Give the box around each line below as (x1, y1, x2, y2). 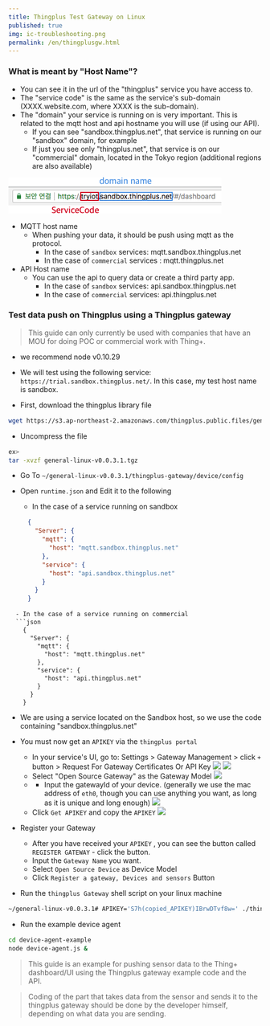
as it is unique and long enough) (43, 798, 151, 807)
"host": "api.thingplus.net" (43, 675, 142, 683)
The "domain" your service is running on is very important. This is (19, 109, 239, 120)
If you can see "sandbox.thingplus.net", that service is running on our (31, 127, 262, 137)
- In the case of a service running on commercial (15, 611, 189, 619)
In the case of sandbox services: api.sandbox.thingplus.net (43, 281, 237, 291)
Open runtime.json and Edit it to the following (19, 486, 172, 496)
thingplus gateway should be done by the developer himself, (27, 1000, 228, 1010)
